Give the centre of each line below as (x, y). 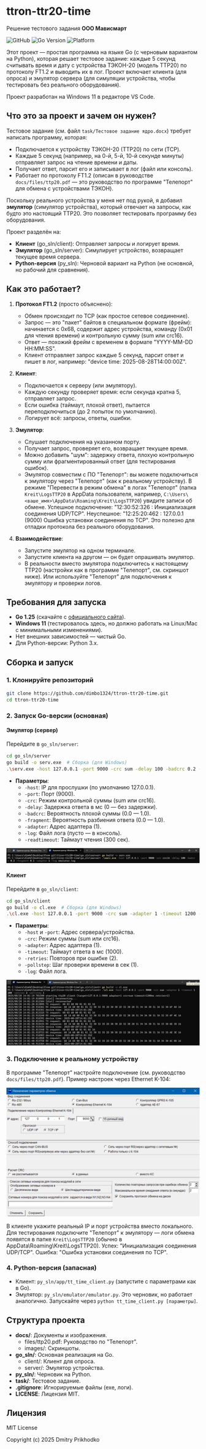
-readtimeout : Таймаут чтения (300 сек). (77, 839)
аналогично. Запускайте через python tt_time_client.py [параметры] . (106, 1301)
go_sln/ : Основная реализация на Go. (64, 1354)
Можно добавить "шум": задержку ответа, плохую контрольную (109, 455)
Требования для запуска (56, 602)
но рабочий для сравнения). (52, 270)
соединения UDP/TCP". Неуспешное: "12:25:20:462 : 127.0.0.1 (104, 514)
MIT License (22, 1428)
